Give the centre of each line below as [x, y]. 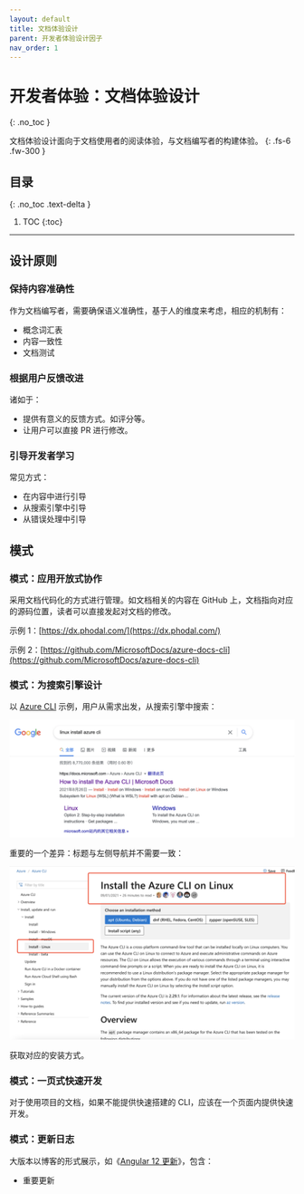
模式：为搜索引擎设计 [56, 685]
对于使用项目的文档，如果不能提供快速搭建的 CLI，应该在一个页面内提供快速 [152, 1103]
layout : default [40, 19]
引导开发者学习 [42, 456]
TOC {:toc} [43, 221]
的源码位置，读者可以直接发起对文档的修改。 [93, 611]
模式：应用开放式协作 [56, 578]
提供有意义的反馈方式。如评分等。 [86, 419]
